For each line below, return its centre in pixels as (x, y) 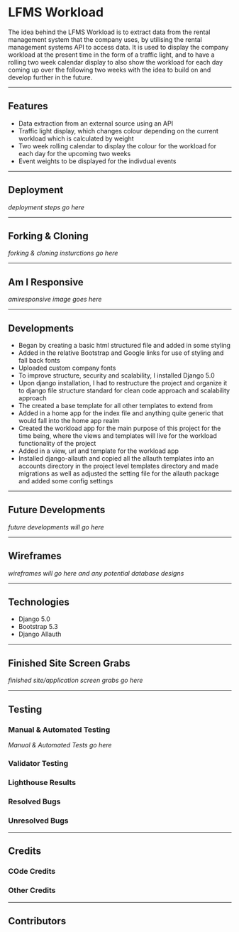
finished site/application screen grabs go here (76, 680)
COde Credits (32, 872)
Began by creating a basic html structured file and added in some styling (124, 345)
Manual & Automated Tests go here (60, 745)
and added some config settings (66, 481)
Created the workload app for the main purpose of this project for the (119, 428)
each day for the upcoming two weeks (74, 153)
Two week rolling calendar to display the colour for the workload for (117, 146)
